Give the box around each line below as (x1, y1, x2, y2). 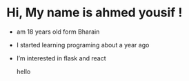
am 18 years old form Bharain (16, 27, 100, 36)
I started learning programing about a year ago (16, 40, 150, 49)
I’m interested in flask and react (16, 54, 106, 62)
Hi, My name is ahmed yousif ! (6, 5, 183, 21)
